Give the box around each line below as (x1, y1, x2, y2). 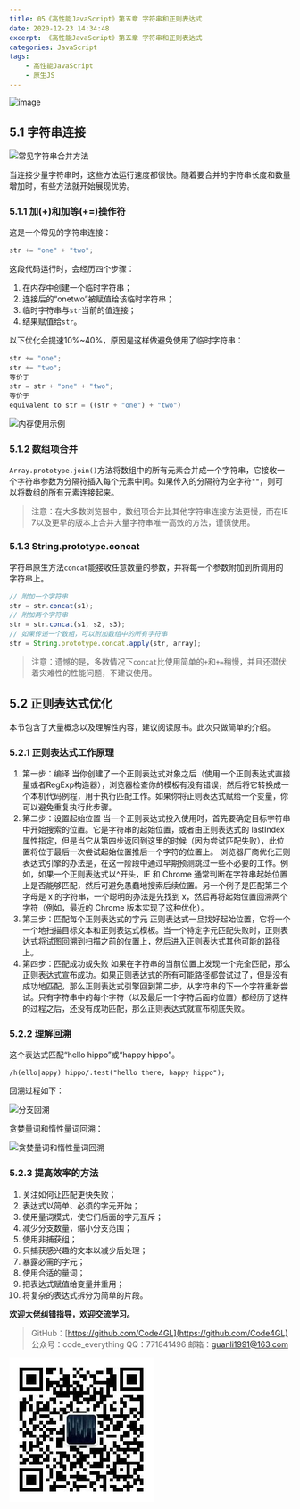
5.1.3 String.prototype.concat (9, 540, 140, 553)
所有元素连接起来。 (47, 487, 119, 498)
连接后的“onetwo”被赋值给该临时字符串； (21, 293, 174, 304)
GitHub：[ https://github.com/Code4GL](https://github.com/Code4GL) (30, 1327, 288, 1338)
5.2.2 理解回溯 (9, 1027, 71, 1039)
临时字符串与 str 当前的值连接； (21, 304, 137, 315)
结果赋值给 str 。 (21, 316, 82, 326)
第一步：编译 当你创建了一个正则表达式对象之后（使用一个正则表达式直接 (21, 768, 291, 779)
